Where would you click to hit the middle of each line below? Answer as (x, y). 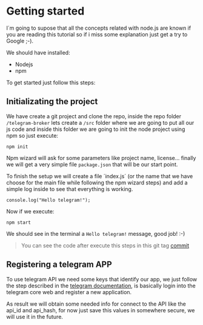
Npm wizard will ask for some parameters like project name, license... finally (101, 158)
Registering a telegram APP (59, 265)
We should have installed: (38, 52)
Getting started (45, 11)
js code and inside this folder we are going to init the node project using (96, 129)
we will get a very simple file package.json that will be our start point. (92, 164)
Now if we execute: (30, 211)
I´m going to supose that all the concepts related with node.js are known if (99, 28)
